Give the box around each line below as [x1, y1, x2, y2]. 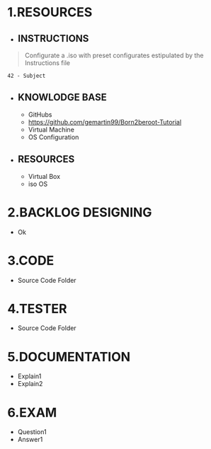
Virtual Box [28, 172, 61, 180]
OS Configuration [28, 132, 79, 141]
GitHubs [28, 110, 52, 119]
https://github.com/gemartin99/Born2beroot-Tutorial [28, 117, 182, 126]
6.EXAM [7, 404, 57, 421]
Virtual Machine [28, 125, 74, 134]
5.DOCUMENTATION [7, 349, 131, 365]
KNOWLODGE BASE [17, 91, 108, 103]
